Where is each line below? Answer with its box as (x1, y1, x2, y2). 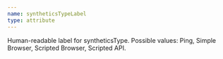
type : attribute (7, 17, 55, 24)
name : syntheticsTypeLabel (7, 10, 87, 18)
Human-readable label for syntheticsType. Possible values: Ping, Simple (7, 36, 217, 44)
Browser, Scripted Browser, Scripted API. (7, 44, 126, 52)
